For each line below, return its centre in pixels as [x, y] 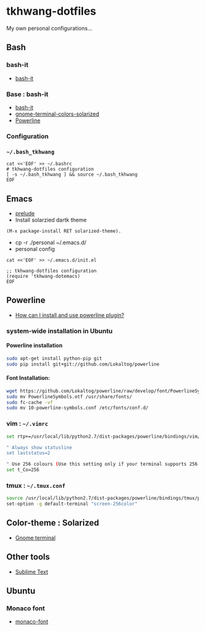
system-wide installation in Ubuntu [59, 330]
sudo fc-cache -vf [30, 402]
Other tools [28, 557]
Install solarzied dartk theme [51, 220]
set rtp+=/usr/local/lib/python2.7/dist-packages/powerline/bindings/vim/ [103, 436]
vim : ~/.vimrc [27, 424]
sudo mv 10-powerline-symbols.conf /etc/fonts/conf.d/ [77, 408]
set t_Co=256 [23, 470]
